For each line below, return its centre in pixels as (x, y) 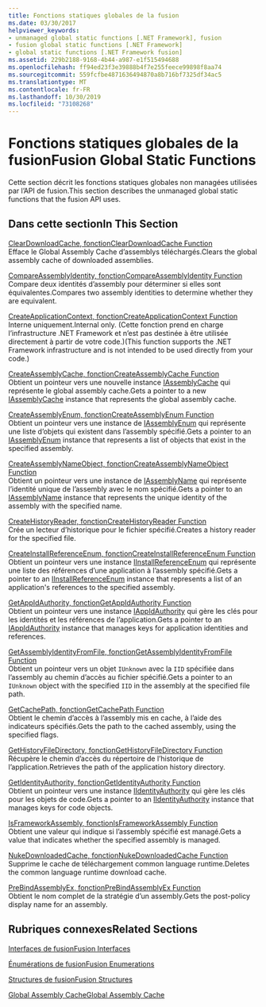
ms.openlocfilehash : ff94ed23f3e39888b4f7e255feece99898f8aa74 (115, 68)
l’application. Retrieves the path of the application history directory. (117, 766)
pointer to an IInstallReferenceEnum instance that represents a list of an (125, 579)
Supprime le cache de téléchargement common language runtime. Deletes (129, 863)
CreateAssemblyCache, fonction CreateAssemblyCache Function (114, 373)
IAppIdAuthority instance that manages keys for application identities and (128, 627)
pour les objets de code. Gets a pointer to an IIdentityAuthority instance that (131, 799)
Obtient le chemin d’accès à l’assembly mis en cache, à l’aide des (115, 718)
